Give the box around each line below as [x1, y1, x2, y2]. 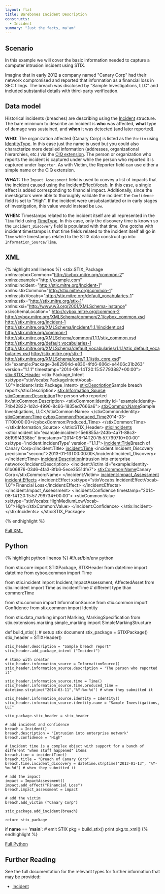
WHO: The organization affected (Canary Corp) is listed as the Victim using [5, 135, 159, 141]
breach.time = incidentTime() [5, 752, 67, 758]
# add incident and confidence [5, 722, 69, 727]
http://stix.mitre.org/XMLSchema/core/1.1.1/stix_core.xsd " [5, 356, 121, 362]
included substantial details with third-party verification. [5, 88, 119, 94]
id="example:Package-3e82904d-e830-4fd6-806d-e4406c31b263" [5, 361, 145, 367]
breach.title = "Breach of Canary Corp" [5, 757, 90, 762]
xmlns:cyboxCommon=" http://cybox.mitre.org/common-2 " [5, 271, 124, 277]
